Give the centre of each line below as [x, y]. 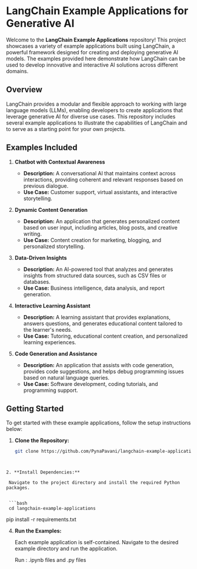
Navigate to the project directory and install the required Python [94, 483]
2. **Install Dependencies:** [43, 472]
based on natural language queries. [66, 377]
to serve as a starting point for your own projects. [66, 129]
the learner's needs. [48, 329]
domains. [17, 71]
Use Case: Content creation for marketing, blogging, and [92, 240]
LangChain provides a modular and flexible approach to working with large [96, 104]
